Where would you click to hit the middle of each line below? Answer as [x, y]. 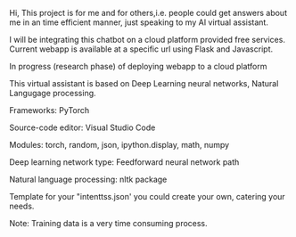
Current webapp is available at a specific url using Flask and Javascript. [141, 49]
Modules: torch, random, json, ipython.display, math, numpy [119, 145]
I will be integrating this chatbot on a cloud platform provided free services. [147, 40]
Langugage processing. [53, 93]
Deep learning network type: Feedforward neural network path [124, 162]
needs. [22, 206]
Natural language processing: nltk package [88, 179]
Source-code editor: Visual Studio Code [82, 127]
